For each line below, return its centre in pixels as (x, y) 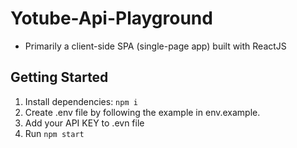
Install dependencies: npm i (81, 101)
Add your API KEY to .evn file (84, 123)
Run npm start (54, 133)
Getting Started (59, 77)
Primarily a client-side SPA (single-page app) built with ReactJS (155, 46)
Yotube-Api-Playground (111, 18)
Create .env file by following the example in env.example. (142, 112)
